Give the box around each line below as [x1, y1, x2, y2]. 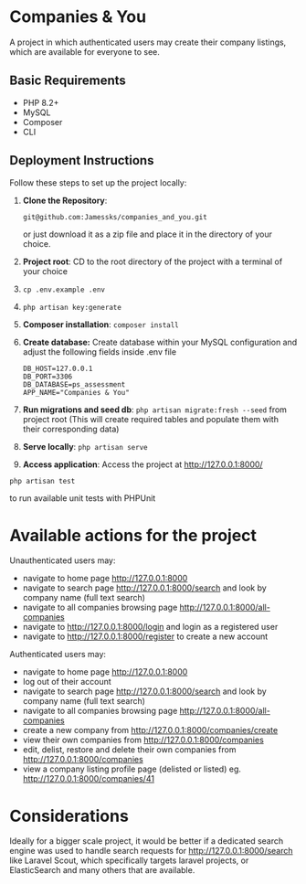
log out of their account [22, 676, 111, 687]
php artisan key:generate [22, 304, 121, 313]
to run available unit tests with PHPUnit [9, 493, 156, 504]
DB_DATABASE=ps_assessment [22, 380, 126, 389]
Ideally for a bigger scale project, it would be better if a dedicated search [9, 836, 284, 847]
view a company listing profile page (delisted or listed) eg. [22, 763, 242, 774]
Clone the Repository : [22, 195, 108, 206]
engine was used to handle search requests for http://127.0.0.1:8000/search [9, 846, 294, 857]
